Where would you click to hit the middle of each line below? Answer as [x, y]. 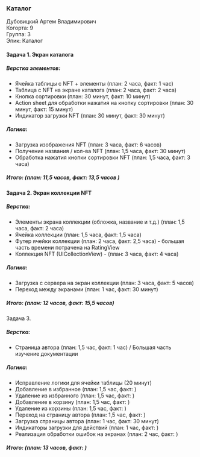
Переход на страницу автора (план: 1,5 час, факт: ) [80, 415]
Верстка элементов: [33, 68]
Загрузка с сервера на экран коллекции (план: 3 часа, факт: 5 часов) [105, 283]
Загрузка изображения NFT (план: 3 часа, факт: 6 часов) [88, 144]
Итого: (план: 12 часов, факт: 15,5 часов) [60, 303]
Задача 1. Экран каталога [40, 54]
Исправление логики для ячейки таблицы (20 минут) [83, 383]
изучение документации [46, 353]
